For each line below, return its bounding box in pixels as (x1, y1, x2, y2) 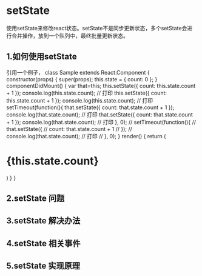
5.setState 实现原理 (6, 261, 81, 271)
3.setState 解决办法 (6, 216, 81, 226)
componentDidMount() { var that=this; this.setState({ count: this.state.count (6, 82, 196, 89)
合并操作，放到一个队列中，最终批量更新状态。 (11, 32, 129, 39)
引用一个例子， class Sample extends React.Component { (6, 69, 150, 76)
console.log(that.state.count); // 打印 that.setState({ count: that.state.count (6, 110, 193, 118)
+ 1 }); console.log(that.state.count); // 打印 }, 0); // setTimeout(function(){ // (6, 118, 196, 126)
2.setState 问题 (6, 194, 65, 204)
